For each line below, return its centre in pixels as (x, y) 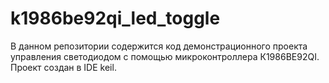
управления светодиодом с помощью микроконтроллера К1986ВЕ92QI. (165, 56)
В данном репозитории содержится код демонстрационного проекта (159, 46)
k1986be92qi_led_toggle (115, 18)
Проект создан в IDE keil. (63, 67)
